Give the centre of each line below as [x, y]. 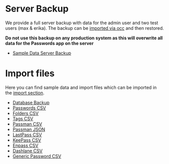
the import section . [25, 93]
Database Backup [31, 102]
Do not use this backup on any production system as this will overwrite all [84, 38]
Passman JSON [29, 129]
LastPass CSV [27, 135]
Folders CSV [25, 113]
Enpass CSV [25, 145]
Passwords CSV [29, 108]
